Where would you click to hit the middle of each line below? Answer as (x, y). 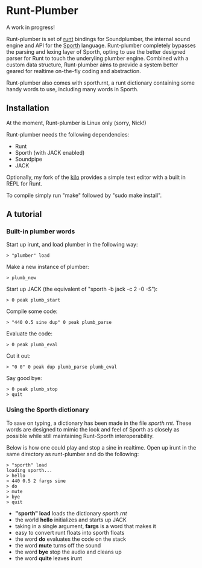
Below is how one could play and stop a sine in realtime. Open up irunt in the (101, 447)
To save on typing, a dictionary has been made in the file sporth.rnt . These (99, 423)
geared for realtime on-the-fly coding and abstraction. (74, 71)
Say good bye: (24, 378)
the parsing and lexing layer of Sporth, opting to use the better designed (96, 51)
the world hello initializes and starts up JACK (71, 520)
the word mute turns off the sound (58, 545)
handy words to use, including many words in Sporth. (72, 89)
